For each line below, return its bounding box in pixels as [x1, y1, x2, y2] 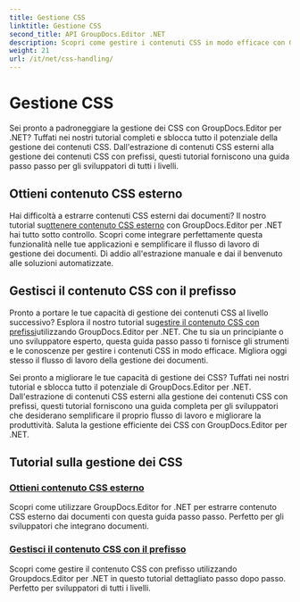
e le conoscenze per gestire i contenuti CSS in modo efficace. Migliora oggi [9, 345, 287, 355]
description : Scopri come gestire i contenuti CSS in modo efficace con [9, 38, 286, 47]
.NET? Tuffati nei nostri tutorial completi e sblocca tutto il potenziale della [9, 131, 279, 143]
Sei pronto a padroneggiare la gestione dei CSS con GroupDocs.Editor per [9, 122, 282, 133]
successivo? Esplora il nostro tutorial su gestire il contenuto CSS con [9, 316, 260, 327]
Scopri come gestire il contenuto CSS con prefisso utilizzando [9, 564, 237, 574]
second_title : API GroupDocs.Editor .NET [9, 29, 166, 38]
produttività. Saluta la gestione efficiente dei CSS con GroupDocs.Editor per [9, 419, 287, 430]
